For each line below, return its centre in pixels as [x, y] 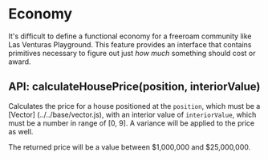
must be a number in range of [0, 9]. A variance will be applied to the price [132, 123]
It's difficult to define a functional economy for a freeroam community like [130, 36]
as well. [21, 131]
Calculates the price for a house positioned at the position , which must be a [134, 106]
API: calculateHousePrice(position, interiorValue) [134, 87]
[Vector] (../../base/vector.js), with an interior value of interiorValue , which [132, 114]
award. [20, 62]
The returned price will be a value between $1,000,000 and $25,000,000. [130, 147]
